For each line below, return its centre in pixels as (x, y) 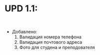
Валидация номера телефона (50, 37)
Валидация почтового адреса (51, 42)
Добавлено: (25, 31)
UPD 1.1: (21, 9)
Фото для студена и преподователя (57, 47)
